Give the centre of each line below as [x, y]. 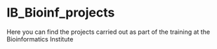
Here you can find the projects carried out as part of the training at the [108, 32]
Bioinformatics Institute [40, 39]
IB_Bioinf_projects [61, 13]
